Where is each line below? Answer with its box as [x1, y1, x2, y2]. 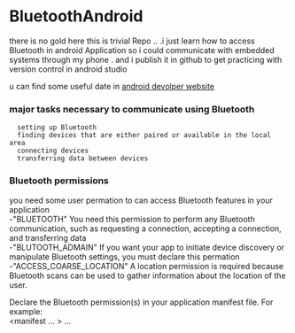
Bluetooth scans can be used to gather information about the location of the [9, 270, 286, 281]
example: [9, 306, 43, 316]
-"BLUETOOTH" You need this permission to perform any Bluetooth [9, 213, 255, 224]
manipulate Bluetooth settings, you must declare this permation [9, 251, 241, 262]
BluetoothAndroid [9, 6, 144, 27]
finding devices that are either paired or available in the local [17, 131, 272, 140]
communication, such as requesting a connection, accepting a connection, [9, 223, 282, 234]
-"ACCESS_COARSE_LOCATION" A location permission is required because [9, 260, 284, 271]
